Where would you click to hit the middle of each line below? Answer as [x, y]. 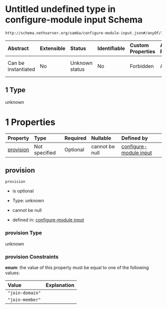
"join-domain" [24, 293]
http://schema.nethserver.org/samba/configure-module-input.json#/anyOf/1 [84, 33]
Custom [139, 45]
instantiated [21, 69]
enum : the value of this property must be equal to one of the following [77, 267]
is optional [23, 191]
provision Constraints [32, 257]
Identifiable [111, 48]
